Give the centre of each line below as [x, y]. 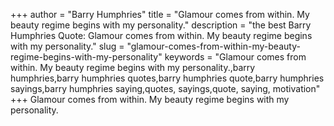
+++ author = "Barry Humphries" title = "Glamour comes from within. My [160, 14]
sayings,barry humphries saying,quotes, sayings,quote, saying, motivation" [165, 88]
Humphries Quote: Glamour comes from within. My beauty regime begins [161, 35]
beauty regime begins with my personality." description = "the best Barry [161, 25]
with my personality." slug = [67, 46]
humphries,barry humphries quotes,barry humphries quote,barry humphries [167, 78]
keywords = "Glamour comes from [235, 57]
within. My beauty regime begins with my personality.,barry [133, 67]
